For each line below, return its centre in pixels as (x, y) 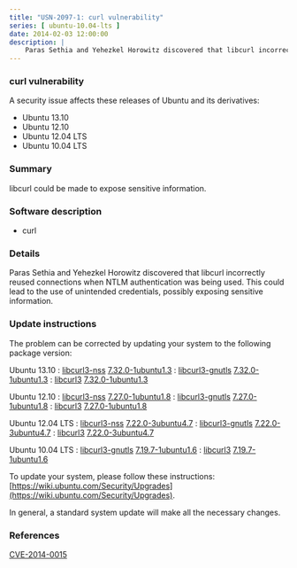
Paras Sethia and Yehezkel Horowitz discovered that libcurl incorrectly (137, 273)
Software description (56, 211)
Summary (31, 169)
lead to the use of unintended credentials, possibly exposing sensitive (136, 292)
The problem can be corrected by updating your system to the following (140, 343)
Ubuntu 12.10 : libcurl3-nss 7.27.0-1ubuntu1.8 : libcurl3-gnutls (120, 396)
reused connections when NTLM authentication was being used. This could (147, 282)
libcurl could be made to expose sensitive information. (108, 188)
